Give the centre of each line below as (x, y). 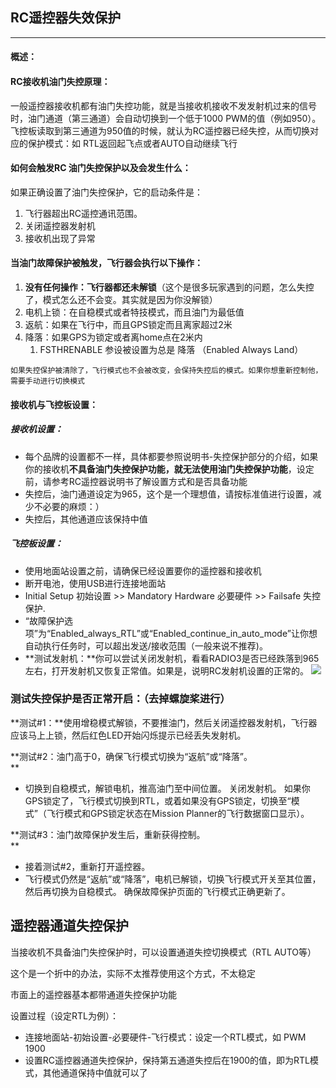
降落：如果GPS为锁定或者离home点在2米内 (113, 337)
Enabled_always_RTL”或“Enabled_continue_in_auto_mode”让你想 (184, 633)
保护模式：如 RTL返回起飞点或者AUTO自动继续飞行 (132, 143)
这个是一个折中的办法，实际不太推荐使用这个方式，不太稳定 (133, 973)
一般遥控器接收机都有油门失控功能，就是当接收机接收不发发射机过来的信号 (163, 105)
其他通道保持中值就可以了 (95, 1072)
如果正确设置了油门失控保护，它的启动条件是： (106, 192)
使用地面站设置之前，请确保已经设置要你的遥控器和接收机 (143, 570)
